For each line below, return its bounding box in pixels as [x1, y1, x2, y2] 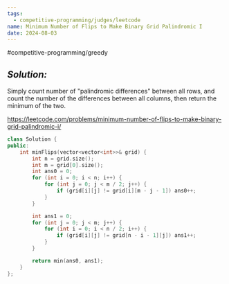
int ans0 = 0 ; [32, 168, 73, 175]
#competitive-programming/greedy [7, 48, 109, 57]
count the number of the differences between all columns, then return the [7, 94, 217, 103]
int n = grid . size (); [32, 155, 95, 162]
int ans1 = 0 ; [32, 213, 73, 220]
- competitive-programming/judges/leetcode [13, 17, 140, 24]
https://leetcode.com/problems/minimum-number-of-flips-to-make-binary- [7, 115, 222, 123]
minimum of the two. [7, 102, 66, 110]
